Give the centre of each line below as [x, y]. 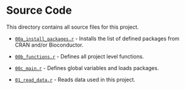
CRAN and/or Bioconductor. [49, 45]
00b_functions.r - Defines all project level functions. [79, 56]
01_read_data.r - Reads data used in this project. [75, 79]
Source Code [39, 10]
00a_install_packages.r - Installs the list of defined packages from [97, 38]
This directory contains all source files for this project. [73, 27]
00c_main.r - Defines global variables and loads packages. [87, 68]
